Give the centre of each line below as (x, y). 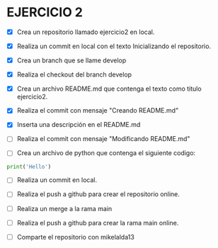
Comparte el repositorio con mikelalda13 (76, 237)
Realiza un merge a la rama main (64, 208)
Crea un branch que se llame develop (71, 60)
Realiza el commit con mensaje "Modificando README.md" (103, 139)
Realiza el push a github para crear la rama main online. (98, 222)
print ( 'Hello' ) (29, 167)
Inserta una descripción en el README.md (79, 125)
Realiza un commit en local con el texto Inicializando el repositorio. (114, 46)
